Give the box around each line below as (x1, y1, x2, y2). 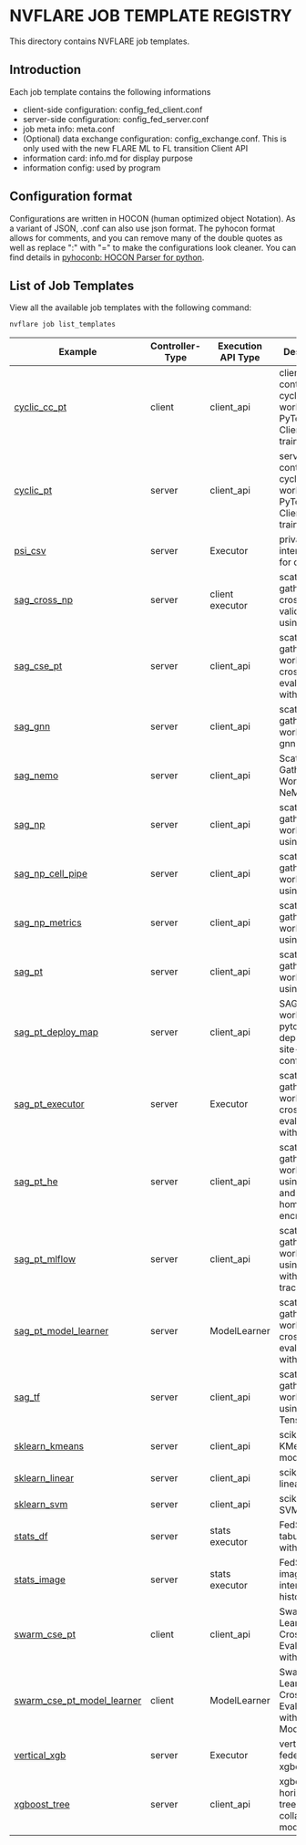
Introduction (9, 62, 82, 78)
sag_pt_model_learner (14, 1325, 109, 1338)
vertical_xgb (14, 1749, 66, 1762)
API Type (219, 351, 260, 364)
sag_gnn (14, 720, 51, 733)
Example (58, 346, 97, 359)
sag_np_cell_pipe (14, 868, 88, 881)
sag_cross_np (14, 594, 74, 607)
